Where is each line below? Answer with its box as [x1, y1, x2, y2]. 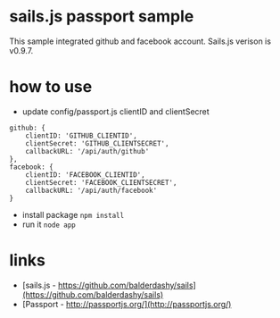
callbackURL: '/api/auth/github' [25, 146, 150, 155]
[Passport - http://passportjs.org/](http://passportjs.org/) [21, 298, 232, 309]
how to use [9, 77, 93, 97]
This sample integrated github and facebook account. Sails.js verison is [9, 36, 272, 46]
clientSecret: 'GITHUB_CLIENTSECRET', [25, 138, 169, 148]
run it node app [21, 219, 76, 230]
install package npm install [21, 209, 125, 220]
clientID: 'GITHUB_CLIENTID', [25, 131, 138, 140]
